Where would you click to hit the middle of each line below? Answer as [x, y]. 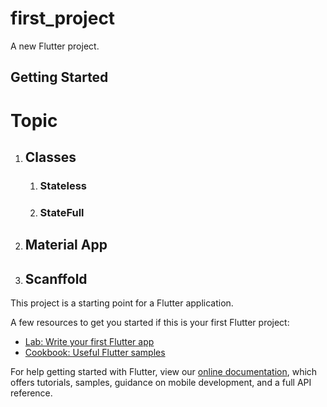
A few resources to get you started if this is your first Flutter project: [150, 322]
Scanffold [56, 278]
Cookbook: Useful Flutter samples [95, 352]
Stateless [63, 185]
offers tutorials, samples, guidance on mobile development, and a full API [161, 382]
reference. [31, 393]
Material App [66, 245]
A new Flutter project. [55, 46]
